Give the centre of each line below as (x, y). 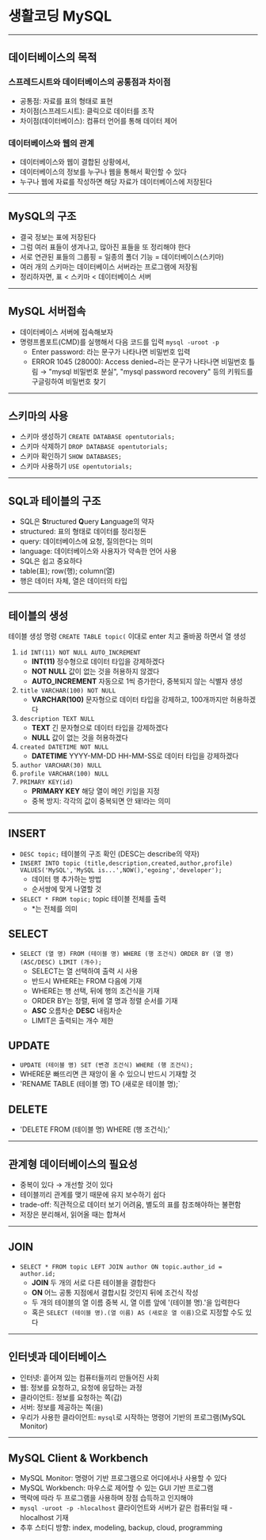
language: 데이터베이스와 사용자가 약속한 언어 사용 (98, 552)
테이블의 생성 (38, 615)
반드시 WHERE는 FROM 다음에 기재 (87, 981)
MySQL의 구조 (42, 216)
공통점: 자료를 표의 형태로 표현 (66, 101)
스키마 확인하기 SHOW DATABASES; (71, 457)
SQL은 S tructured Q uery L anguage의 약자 (87, 522)
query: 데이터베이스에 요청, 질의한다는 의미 (86, 541)
